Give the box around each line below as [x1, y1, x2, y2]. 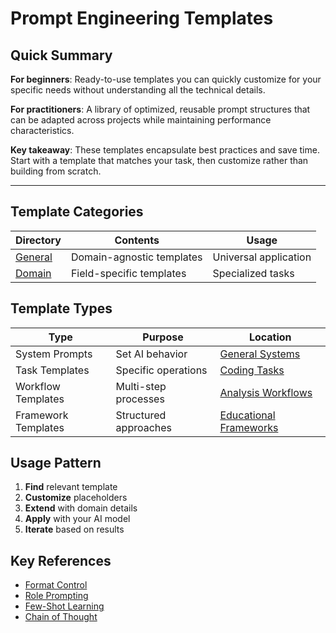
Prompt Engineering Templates [10, 7, 274, 30]
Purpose [142, 330, 184, 344]
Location [248, 330, 292, 344]
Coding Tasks [219, 363, 285, 377]
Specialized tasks [212, 266, 295, 280]
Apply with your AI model [24, 513, 131, 525]
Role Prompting [24, 590, 89, 602]
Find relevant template [24, 481, 118, 493]
